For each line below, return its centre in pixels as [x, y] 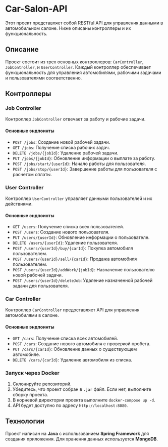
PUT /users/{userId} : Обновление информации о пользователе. [81, 237]
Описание [22, 49]
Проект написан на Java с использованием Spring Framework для [77, 433]
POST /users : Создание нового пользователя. [61, 232]
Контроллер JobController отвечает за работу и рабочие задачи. [75, 119]
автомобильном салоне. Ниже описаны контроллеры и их [68, 28]
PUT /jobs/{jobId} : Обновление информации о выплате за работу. [84, 158]
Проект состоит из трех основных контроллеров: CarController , [74, 62]
